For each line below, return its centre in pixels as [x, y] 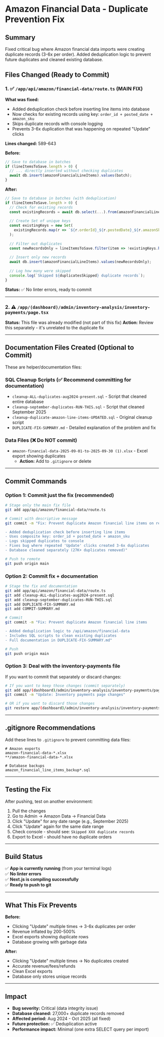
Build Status [24, 857]
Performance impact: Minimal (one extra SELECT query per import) [81, 1029]
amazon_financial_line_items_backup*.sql [48, 770]
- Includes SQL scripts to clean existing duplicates [61, 636]
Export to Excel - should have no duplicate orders [62, 837]
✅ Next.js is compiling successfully [42, 879]
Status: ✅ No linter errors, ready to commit [48, 289]
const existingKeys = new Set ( [41, 226]
